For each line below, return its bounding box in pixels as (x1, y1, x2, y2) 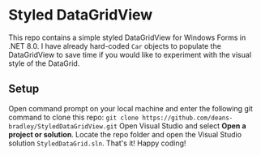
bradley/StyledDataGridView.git (8, 122, 118, 131)
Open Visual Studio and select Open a (118, 120, 246, 131)
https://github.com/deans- (141, 114, 233, 122)
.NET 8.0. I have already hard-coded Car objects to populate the (8, 41, 221, 50)
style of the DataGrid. (8, 58, 80, 68)
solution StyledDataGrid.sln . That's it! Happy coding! (8, 138, 186, 148)
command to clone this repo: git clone (8, 112, 139, 122)
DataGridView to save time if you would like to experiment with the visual (8, 50, 252, 59)
